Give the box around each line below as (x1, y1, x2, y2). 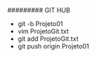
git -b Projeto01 (17, 20, 63, 27)
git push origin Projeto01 (17, 42, 90, 50)
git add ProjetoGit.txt (17, 34, 79, 43)
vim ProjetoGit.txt (17, 27, 69, 35)
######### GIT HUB (7, 6, 70, 14)
